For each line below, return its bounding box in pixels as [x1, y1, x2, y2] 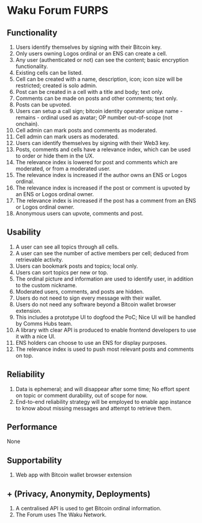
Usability [7, 227, 41, 238]
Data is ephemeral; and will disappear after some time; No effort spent [15, 385, 190, 392]
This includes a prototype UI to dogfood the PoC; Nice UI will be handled [15, 314, 196, 321]
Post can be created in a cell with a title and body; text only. [15, 88, 164, 95]
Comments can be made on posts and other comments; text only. [15, 94, 178, 102]
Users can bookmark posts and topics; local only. [15, 262, 138, 270]
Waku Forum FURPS [7, 4, 109, 17]
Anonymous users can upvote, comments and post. [15, 210, 144, 217]
